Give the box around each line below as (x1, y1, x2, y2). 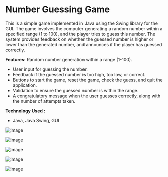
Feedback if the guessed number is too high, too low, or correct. (12, 71, 146, 77)
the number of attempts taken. (12, 98, 76, 104)
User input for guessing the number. (12, 66, 88, 72)
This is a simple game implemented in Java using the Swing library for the (5, 20, 158, 26)
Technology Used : (5, 108, 46, 114)
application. (12, 82, 37, 88)
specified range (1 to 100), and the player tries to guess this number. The (5, 31, 156, 37)
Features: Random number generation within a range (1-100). (5, 56, 132, 62)
